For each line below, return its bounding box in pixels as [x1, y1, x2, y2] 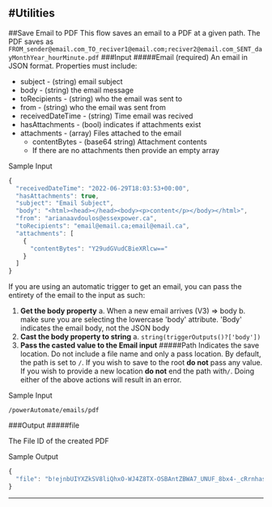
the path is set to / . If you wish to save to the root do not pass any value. [19, 358, 263, 368]
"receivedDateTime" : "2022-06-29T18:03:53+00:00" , [15, 184, 190, 193]
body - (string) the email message [19, 85, 134, 95]
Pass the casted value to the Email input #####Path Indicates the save [19, 340, 260, 351]
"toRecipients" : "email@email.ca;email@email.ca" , [15, 222, 190, 230]
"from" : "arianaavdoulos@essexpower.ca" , [15, 215, 158, 223]
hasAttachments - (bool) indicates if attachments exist [19, 119, 202, 129]
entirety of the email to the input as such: [8, 291, 146, 300]
